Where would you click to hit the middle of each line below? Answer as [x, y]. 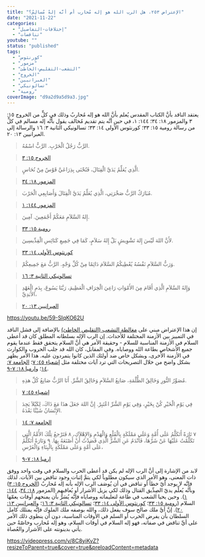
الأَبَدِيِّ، [29, 294]
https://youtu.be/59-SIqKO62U [46, 317]
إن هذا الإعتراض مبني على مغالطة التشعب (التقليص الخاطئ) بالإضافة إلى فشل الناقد [102, 329]
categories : [22, 23]
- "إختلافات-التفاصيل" [40, 29]
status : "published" [33, 46]
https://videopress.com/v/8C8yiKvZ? [53, 541]
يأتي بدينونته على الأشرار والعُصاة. [45, 529]
